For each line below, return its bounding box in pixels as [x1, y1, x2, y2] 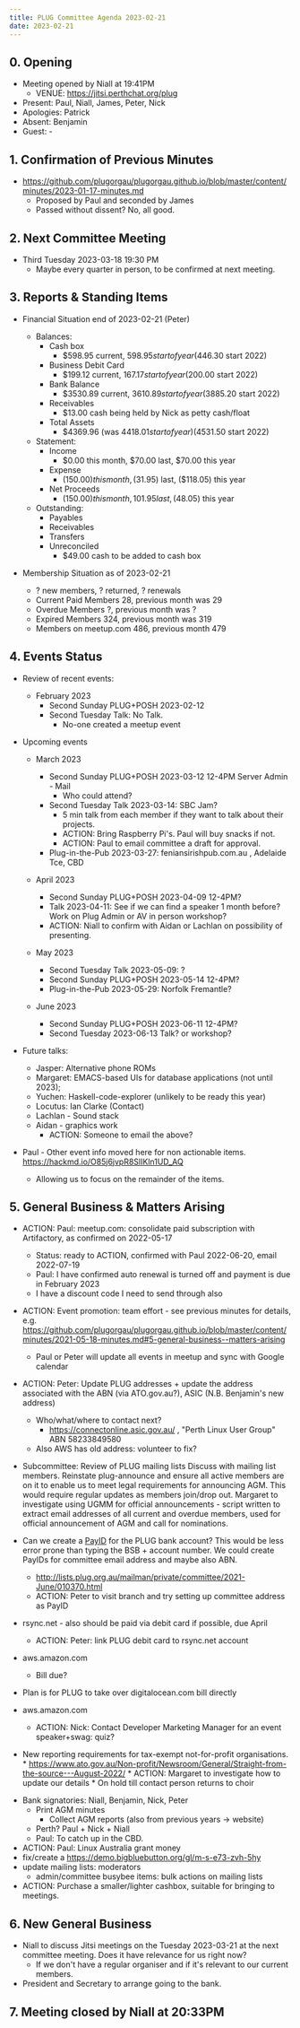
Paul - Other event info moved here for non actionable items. [21, 1146, 246, 1157]
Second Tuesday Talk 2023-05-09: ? [48, 964, 185, 975]
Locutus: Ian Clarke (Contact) [35, 1101, 145, 1111]
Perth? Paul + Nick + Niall [35, 1823, 131, 1834]
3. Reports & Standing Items [9, 290, 168, 305]
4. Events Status [9, 649, 103, 665]
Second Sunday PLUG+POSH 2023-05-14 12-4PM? [48, 974, 240, 985]
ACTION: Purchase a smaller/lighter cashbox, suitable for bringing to [21, 1881, 275, 1892]
